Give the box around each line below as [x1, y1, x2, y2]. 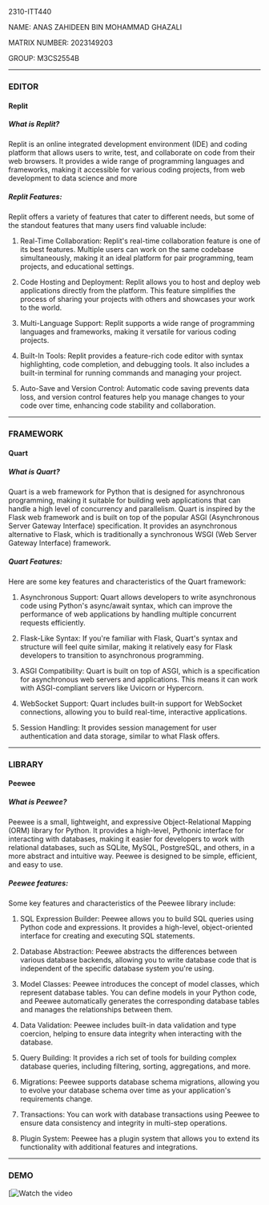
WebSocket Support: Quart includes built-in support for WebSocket [19, 698, 243, 708]
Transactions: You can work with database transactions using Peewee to [19, 1109, 260, 1119]
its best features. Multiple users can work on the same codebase [19, 245, 235, 254]
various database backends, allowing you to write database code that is [19, 955, 257, 965]
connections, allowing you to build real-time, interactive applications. [19, 706, 247, 717]
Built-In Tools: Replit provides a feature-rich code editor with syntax [19, 351, 244, 360]
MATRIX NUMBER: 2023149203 [8, 38, 114, 47]
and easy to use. [8, 860, 63, 869]
